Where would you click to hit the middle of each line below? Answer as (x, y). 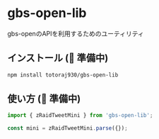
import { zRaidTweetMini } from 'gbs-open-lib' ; (80, 116)
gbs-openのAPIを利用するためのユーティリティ (76, 33)
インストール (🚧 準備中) (58, 58)
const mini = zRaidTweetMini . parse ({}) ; (68, 128)
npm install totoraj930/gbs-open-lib (63, 75)
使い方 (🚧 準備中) (44, 99)
